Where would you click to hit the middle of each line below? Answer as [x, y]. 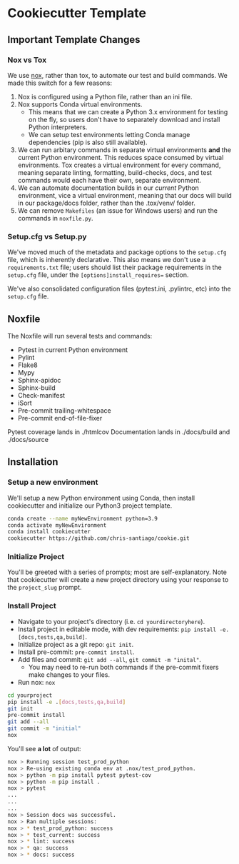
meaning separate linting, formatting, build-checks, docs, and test [115, 172]
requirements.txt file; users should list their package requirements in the [115, 267]
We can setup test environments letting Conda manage [109, 134]
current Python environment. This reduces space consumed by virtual [121, 157]
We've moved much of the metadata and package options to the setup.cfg [117, 252]
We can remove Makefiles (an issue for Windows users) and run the [117, 210]
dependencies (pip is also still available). [88, 142]
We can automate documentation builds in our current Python [108, 188]
